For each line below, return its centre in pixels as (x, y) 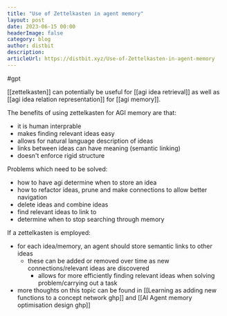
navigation (32, 197)
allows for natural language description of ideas (85, 141)
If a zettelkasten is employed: (49, 232)
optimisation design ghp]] (54, 305)
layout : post (26, 20)
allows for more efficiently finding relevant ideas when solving (126, 275)
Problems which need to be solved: (57, 169)
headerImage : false (35, 33)
